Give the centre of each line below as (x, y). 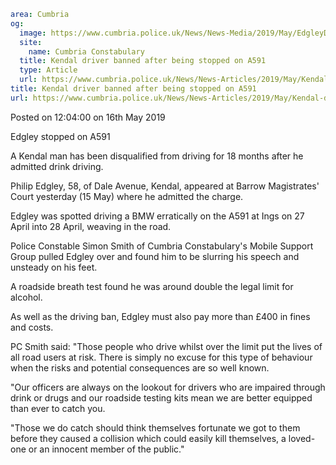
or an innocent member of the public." (106, 449)
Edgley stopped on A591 (60, 136)
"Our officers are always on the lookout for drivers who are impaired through (168, 387)
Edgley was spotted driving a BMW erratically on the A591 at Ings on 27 (157, 216)
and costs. (32, 327)
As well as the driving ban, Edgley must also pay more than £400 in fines (160, 316)
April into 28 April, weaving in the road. (91, 226)
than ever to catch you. (58, 408)
